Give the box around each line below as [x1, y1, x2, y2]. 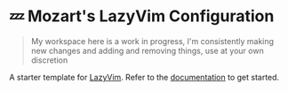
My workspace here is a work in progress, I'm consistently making [30, 35, 274, 46]
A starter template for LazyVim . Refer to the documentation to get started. [9, 72, 280, 82]
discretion [30, 55, 68, 65]
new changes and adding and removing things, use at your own [30, 45, 264, 56]
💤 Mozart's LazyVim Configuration [9, 6, 275, 27]
